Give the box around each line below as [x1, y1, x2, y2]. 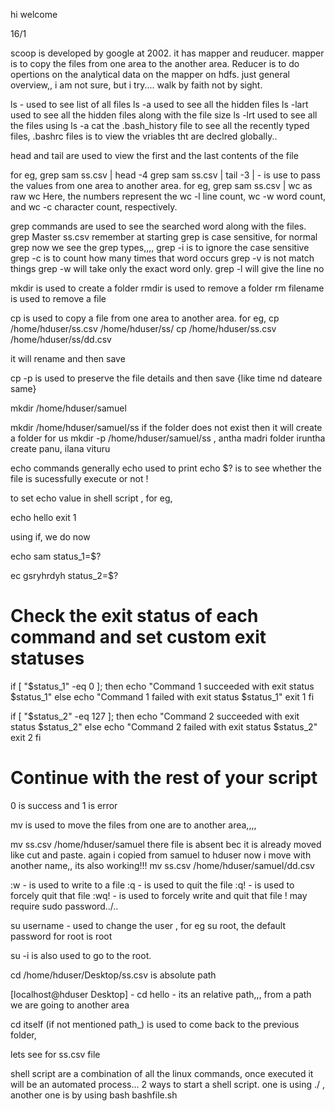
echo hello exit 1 [10, 512, 77, 523]
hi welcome [10, 9, 58, 20]
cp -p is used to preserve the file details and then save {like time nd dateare [10, 372, 323, 384]
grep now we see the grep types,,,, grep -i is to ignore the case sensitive [10, 242, 310, 253]
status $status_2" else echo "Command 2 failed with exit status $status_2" [10, 720, 318, 733]
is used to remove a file [10, 293, 107, 304]
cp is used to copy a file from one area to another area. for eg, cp [10, 312, 280, 324]
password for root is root [10, 930, 113, 942]
